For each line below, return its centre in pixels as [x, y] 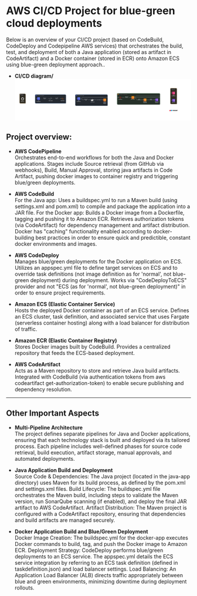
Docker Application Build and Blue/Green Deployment [81, 531]
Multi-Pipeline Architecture [49, 427]
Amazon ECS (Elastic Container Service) [65, 304]
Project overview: [39, 137]
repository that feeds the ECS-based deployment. [74, 353]
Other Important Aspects [53, 413]
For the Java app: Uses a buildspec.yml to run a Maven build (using [96, 200]
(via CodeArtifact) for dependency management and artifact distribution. [102, 225]
